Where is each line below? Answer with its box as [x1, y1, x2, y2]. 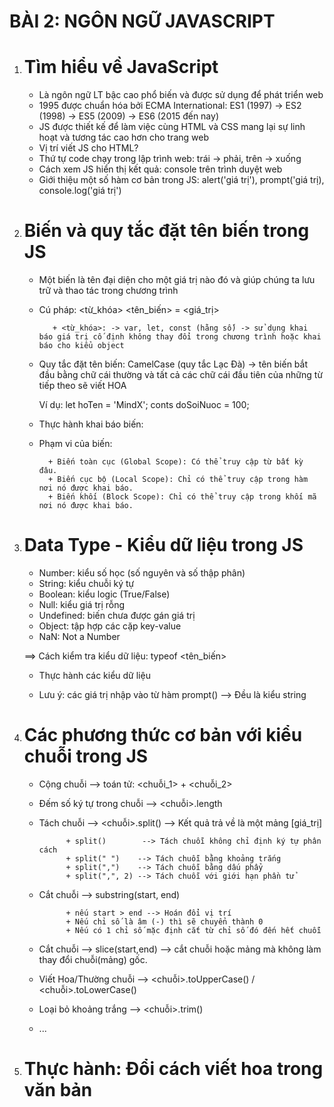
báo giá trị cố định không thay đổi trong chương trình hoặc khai [38, 332, 322, 342]
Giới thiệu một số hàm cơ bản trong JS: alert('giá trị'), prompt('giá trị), [38, 174, 325, 186]
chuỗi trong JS [23, 745, 149, 768]
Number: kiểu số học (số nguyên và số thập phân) [38, 567, 246, 579]
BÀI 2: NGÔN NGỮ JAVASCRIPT [9, 10, 276, 33]
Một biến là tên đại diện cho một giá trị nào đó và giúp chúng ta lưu [38, 274, 316, 286]
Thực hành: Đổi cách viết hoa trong [23, 1058, 324, 1080]
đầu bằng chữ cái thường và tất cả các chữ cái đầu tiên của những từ [38, 369, 324, 381]
